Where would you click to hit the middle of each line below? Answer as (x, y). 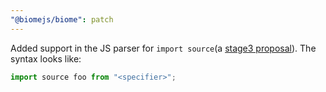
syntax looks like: (46, 58)
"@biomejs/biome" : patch (62, 19)
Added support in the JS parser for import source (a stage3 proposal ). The (163, 48)
